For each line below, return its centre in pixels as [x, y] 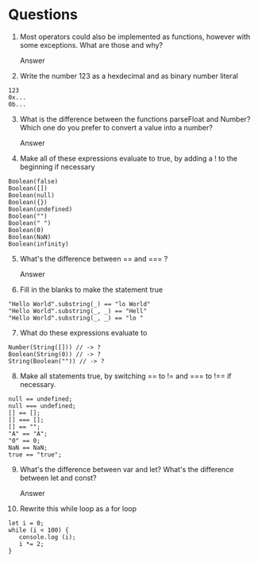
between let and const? [58, 478]
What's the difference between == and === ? [94, 258]
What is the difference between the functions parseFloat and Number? [135, 119]
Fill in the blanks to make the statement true [91, 289]
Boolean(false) [33, 181]
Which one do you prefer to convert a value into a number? [116, 127]
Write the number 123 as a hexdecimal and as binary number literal [129, 76]
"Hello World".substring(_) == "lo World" [79, 304]
